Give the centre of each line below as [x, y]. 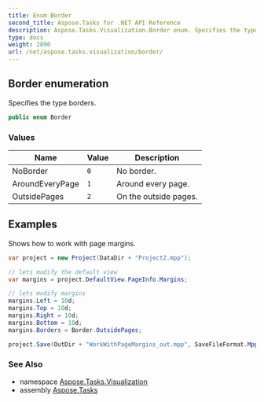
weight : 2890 [29, 45]
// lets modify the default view [63, 272]
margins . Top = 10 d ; [40, 308]
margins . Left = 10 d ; [42, 301]
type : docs [26, 37]
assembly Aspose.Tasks [59, 389]
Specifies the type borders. [52, 102]
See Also [26, 364]
